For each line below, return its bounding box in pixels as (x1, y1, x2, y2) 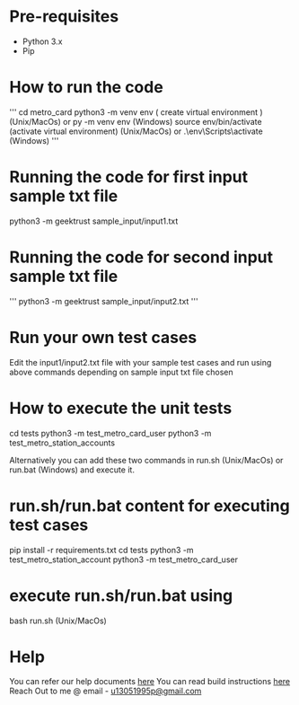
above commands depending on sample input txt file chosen (9, 366, 233, 377)
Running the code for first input (9, 167, 249, 188)
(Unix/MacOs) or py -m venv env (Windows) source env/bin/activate (9, 116, 262, 127)
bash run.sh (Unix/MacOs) (9, 615, 108, 626)
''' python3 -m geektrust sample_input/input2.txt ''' (9, 295, 199, 306)
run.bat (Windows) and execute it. (9, 464, 135, 475)
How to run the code (9, 77, 163, 98)
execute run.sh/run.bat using (9, 586, 233, 605)
